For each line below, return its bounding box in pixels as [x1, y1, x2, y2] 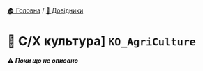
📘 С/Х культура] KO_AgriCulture [7, 33, 197, 49]
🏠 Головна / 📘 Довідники [7, 6, 84, 15]
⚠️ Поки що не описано [7, 56, 79, 65]
